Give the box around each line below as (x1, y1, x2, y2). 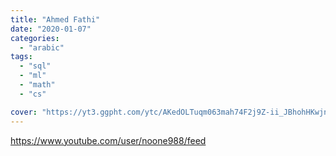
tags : (10, 52, 33, 62)
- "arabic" (19, 42, 65, 53)
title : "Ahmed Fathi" (10, 14, 101, 25)
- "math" (19, 80, 56, 90)
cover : (10, 107, 38, 117)
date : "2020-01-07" (10, 24, 92, 34)
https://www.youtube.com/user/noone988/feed (10, 134, 207, 146)
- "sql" (19, 61, 52, 71)
